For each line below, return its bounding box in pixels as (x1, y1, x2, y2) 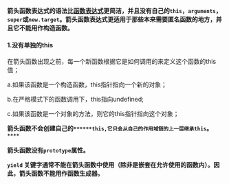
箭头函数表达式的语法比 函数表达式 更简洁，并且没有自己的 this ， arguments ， (7, 7, 222, 14)
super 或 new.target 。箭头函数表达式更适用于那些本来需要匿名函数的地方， (7, 15, 217, 23)
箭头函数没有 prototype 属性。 (7, 146, 89, 154)
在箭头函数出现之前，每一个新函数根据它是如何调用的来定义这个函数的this (7, 58, 217, 66)
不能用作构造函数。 (19, 24, 74, 32)
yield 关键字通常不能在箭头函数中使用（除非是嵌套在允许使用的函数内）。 (7, 161, 215, 169)
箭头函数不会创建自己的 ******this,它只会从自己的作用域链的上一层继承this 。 (7, 124, 213, 133)
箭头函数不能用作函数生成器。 (19, 170, 104, 178)
